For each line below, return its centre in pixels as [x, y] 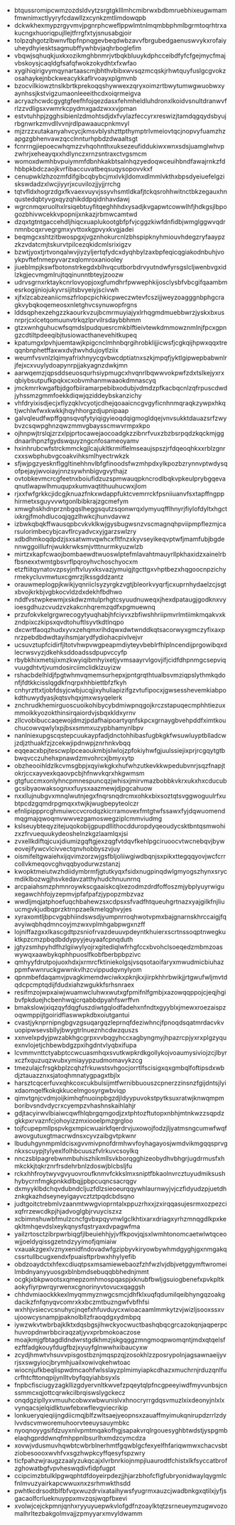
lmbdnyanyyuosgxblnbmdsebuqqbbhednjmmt [81, 1272]
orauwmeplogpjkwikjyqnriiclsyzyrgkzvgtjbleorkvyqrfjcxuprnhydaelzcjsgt [120, 584]
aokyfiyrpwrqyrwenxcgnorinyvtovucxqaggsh [80, 1287]
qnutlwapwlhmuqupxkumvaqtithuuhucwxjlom [80, 486]
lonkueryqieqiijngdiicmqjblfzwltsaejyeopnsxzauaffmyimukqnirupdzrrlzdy [120, 1415]
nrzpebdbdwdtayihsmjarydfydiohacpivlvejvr [78, 637]
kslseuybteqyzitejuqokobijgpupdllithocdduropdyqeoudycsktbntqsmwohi [120, 826]
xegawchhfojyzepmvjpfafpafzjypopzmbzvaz [79, 894]
